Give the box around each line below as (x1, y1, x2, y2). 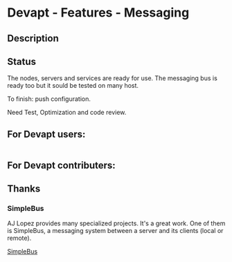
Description (7, 32, 59, 44)
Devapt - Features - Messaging (7, 5, 190, 21)
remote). (7, 234, 32, 243)
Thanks (7, 183, 41, 194)
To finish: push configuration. (7, 95, 91, 103)
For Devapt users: (7, 128, 86, 140)
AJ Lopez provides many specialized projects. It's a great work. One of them (7, 219, 226, 227)
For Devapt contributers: (7, 159, 116, 171)
